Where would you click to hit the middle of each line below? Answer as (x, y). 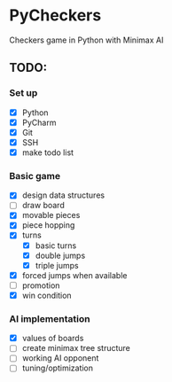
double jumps (60, 255)
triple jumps (57, 265)
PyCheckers (55, 16)
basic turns (56, 246)
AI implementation (50, 318)
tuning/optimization (58, 368)
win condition (47, 295)
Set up (23, 93)
